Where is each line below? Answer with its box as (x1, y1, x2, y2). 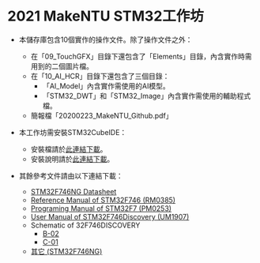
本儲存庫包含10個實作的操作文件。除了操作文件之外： (18, 35, 193, 44)
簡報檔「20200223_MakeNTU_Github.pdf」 (30, 111, 173, 120)
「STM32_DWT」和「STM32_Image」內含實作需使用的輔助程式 (42, 91, 251, 100)
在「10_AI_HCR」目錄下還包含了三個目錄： (30, 71, 170, 81)
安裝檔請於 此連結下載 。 (30, 144, 107, 154)
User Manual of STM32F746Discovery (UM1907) (30, 212, 190, 221)
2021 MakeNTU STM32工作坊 (7, 7, 205, 25)
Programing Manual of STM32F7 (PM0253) (30, 203, 171, 213)
